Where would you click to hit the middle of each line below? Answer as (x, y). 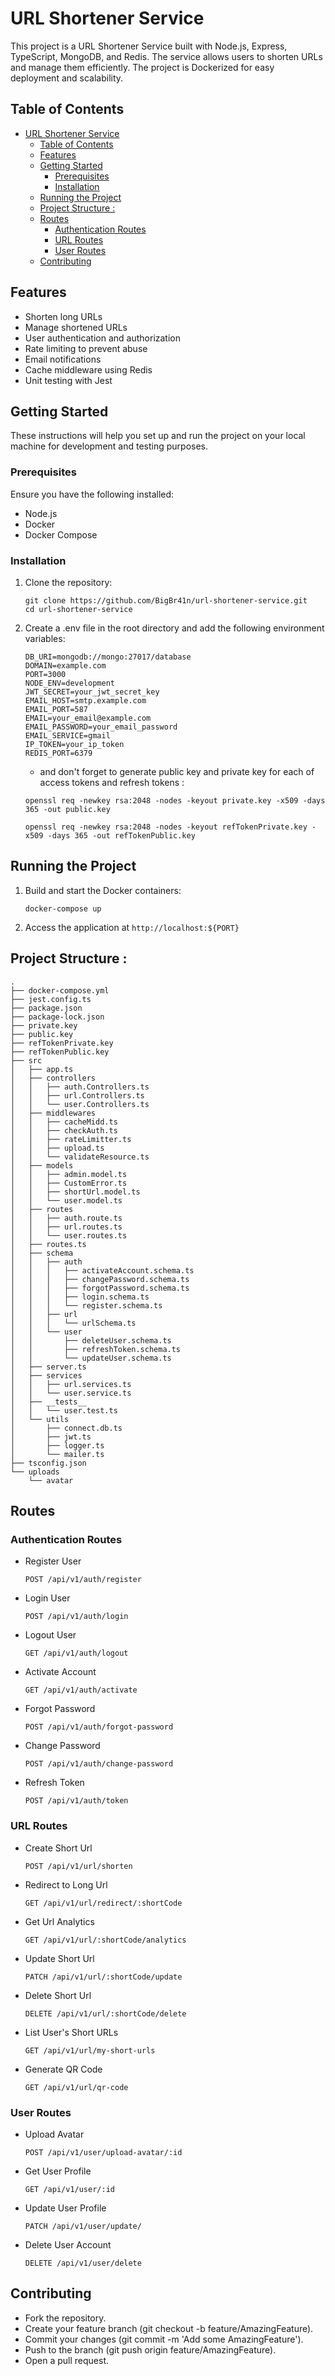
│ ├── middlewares (53, 1113)
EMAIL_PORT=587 (56, 709)
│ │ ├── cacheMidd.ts (64, 1122)
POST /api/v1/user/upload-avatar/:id (103, 2152)
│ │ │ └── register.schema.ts (86, 1305)
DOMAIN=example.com (65, 665)
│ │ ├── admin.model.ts (69, 1174)
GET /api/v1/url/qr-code (76, 2087)
